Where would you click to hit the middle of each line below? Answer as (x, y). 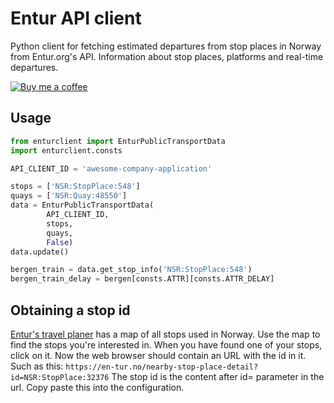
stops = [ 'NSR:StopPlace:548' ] (75, 187)
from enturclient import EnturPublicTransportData (118, 141)
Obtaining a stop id (70, 310)
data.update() (40, 252)
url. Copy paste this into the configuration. (97, 387)
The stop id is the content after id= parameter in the (218, 376)
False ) (60, 242)
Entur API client (76, 18)
